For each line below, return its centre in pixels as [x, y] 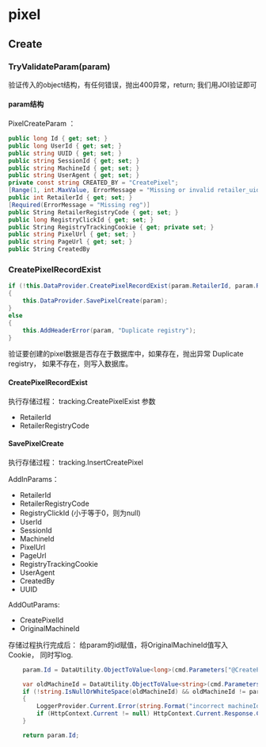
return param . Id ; [51, 735]
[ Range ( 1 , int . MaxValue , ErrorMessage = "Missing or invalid [111, 191]
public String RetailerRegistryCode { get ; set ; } [93, 212]
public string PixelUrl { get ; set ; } [72, 235]
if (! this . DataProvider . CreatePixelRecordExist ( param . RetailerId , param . [133, 286]
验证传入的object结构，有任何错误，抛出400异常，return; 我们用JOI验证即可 [133, 84]
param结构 [26, 104]
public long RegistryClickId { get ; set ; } [81, 220]
